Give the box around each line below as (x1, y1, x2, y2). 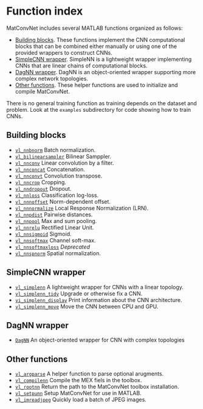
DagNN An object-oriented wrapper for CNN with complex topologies (15, 336, 185, 344)
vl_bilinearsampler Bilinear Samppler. (15, 153, 111, 160)
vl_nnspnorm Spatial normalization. (15, 249, 101, 256)
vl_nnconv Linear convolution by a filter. (15, 159, 114, 167)
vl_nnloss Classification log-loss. (15, 191, 99, 199)
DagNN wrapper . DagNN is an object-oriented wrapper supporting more (15, 68, 196, 75)
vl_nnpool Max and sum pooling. (15, 217, 97, 224)
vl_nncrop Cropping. (15, 178, 67, 186)
